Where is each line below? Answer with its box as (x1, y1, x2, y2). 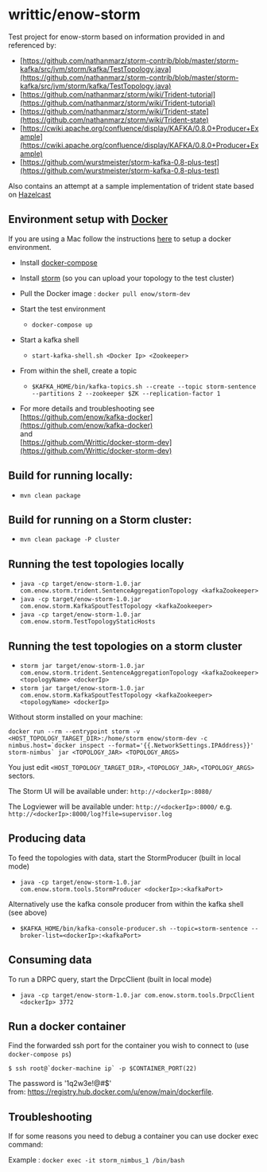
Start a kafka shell (19, 334, 79, 344)
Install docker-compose (19, 257, 98, 268)
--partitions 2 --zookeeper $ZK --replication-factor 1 (31, 389, 221, 397)
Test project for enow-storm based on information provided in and (8, 32, 225, 41)
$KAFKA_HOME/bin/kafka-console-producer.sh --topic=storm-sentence (19, 924, 248, 932)
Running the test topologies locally (8, 557, 184, 571)
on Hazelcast (8, 189, 52, 199)
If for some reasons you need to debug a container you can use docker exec (8, 1131, 259, 1141)
